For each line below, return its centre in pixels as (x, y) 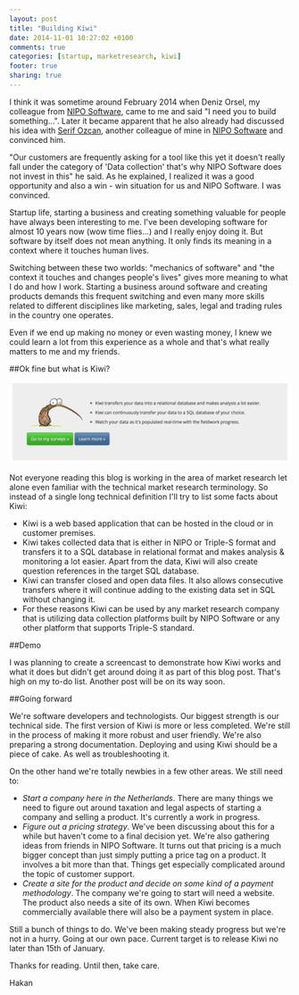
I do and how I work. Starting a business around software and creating (138, 287)
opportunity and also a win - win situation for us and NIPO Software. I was (145, 185)
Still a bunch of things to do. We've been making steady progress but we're (148, 929)
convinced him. (37, 139)
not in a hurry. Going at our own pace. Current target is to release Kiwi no (144, 939)
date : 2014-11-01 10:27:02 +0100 (71, 38)
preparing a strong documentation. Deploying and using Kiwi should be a (144, 744)
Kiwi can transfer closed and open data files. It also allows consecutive (153, 580)
